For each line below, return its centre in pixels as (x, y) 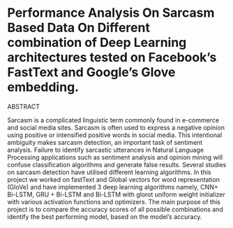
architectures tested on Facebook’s (112, 58)
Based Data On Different (78, 28)
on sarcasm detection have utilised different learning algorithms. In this (109, 172)
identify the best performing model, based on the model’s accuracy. (105, 216)
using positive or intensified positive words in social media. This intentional (115, 135)
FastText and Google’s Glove (91, 72)
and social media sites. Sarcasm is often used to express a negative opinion (116, 127)
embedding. (43, 87)
